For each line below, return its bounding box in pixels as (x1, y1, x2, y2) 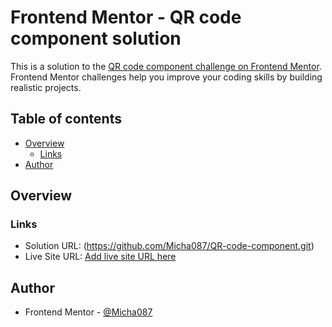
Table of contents (10, 111, 122, 128)
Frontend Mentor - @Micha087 (24, 306, 153, 318)
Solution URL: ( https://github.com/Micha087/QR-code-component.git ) (24, 240, 315, 252)
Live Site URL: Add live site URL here (24, 251, 177, 263)
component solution (10, 27, 182, 50)
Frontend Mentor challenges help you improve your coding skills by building (10, 71, 323, 83)
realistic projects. (10, 81, 82, 93)
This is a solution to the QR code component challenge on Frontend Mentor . (10, 60, 322, 72)
